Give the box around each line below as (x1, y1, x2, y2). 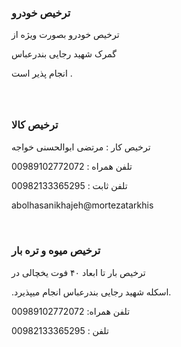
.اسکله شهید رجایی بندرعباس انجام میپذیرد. (11, 286, 172, 298)
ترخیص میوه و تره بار (11, 244, 101, 258)
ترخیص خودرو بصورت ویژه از (11, 29, 120, 41)
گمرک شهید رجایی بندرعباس (11, 48, 117, 60)
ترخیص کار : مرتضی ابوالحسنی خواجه (11, 141, 151, 153)
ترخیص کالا (11, 118, 59, 132)
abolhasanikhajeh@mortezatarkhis (11, 199, 154, 211)
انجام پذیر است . (11, 67, 73, 80)
